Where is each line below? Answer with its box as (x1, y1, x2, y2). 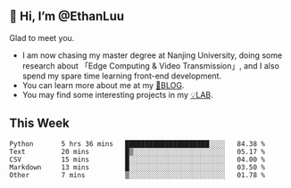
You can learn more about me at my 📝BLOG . (21, 79, 185, 90)
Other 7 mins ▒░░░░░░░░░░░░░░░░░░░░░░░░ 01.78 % (9, 170, 266, 179)
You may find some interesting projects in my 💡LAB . (21, 89, 214, 100)
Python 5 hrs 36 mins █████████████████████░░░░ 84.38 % (9, 139, 266, 148)
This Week (9, 116, 70, 131)
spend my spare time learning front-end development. (21, 70, 221, 81)
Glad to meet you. (9, 32, 75, 43)
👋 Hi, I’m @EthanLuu (9, 9, 125, 24)
